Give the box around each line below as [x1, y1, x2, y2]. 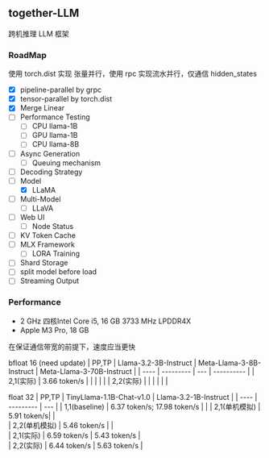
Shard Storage [19, 258, 68, 268]
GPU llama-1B [31, 131, 78, 140]
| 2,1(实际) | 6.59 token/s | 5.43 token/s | [8, 431, 141, 440]
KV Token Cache [19, 231, 77, 240]
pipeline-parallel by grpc [19, 85, 102, 95]
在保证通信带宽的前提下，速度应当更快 [8, 342, 135, 352]
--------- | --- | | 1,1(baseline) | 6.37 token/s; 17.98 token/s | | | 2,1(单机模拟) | [8, 402, 261, 411]
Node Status [31, 222, 74, 231]
